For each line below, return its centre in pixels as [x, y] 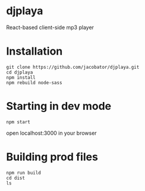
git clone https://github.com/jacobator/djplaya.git [73, 67]
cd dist [16, 178]
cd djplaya [20, 72]
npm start [18, 122]
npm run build [24, 173]
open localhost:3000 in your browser [51, 133]
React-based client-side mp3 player [50, 27]
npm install [21, 77]
